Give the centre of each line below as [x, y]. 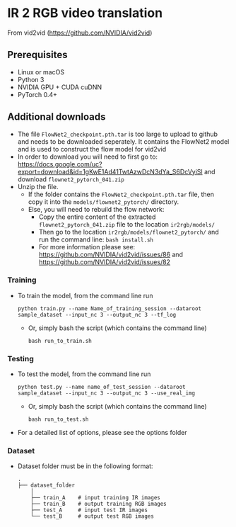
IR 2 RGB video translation [85, 13]
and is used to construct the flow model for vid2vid [92, 149]
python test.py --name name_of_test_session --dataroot [101, 387]
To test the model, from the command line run [84, 374]
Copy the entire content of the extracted [97, 217]
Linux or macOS [41, 72]
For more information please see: [87, 246]
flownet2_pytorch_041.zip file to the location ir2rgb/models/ [127, 224]
